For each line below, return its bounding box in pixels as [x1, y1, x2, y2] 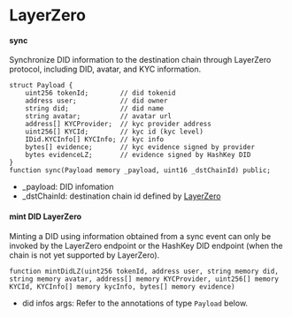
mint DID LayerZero [9, 211, 82, 222]
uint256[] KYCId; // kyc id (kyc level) [25, 127, 204, 137]
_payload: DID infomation [21, 182, 114, 192]
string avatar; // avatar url [25, 112, 173, 121]
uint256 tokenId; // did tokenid [25, 89, 176, 98]
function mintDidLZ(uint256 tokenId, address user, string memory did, [9, 267, 279, 275]
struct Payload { [9, 81, 73, 90]
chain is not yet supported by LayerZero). [9, 249, 160, 260]
